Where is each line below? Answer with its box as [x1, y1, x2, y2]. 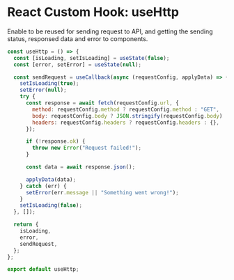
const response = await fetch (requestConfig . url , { [25, 100, 179, 107]
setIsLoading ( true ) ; [19, 80, 79, 87]
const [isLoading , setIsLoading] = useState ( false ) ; [13, 54, 170, 61]
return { [13, 221, 39, 228]
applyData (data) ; [25, 176, 77, 183]
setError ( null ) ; [19, 86, 68, 94]
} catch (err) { [19, 182, 68, 189]
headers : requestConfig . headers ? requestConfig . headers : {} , [32, 119, 219, 126]
